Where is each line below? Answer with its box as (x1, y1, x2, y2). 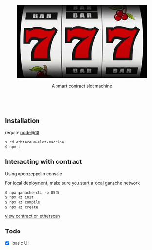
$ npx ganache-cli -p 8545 (5, 190, 60, 195)
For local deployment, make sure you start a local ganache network (5, 180, 140, 186)
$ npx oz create (5, 204, 38, 210)
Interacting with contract (5, 158, 82, 166)
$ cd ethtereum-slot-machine (5, 140, 64, 144)
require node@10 (5, 129, 40, 135)
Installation (5, 117, 40, 125)
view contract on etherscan (5, 213, 60, 219)
